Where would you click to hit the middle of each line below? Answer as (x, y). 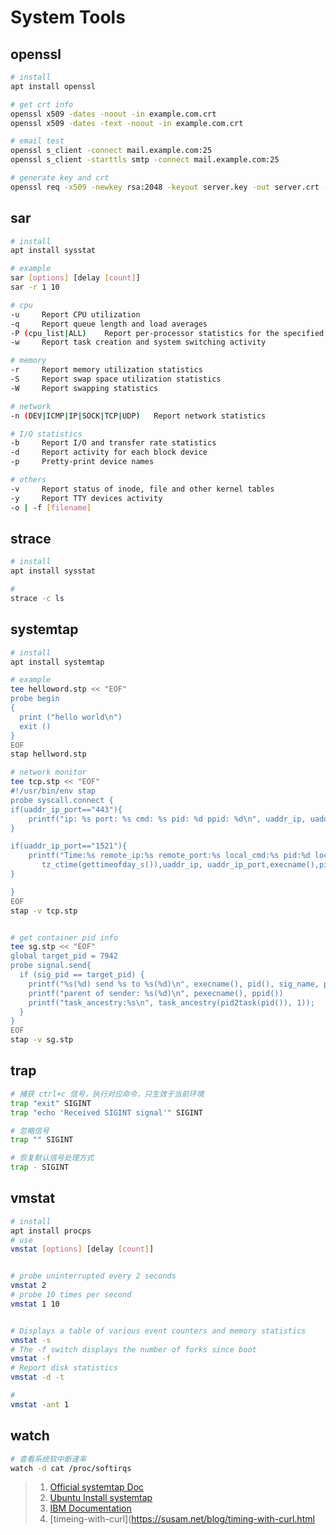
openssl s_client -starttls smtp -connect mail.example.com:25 (145, 160)
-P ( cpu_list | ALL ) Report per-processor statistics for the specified (167, 333)
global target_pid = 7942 (64, 956)
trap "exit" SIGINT (51, 1103)
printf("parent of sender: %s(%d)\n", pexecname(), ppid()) (156, 993)
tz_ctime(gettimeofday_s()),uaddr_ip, (122, 865)
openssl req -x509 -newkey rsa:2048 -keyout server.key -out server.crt (165, 187)
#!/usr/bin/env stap (53, 791)
